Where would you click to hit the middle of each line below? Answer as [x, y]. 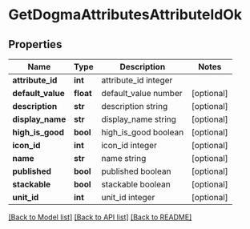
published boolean [136, 171]
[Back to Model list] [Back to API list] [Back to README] [100, 217]
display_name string [139, 119]
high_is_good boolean [143, 132]
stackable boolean [136, 184]
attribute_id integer [137, 80]
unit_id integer [128, 197]
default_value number [142, 93]
